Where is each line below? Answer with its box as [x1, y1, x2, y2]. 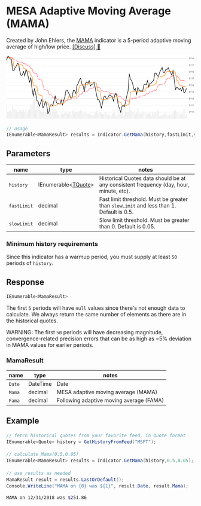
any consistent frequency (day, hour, [99, 181, 190, 188]
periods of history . [6, 260, 54, 267]
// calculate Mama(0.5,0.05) [6, 452, 79, 458]
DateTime [28, 380, 52, 387]
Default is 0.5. [99, 208, 134, 216]
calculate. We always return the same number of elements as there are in [6, 310, 187, 318]
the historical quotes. [6, 317, 59, 324]
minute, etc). [99, 187, 130, 194]
